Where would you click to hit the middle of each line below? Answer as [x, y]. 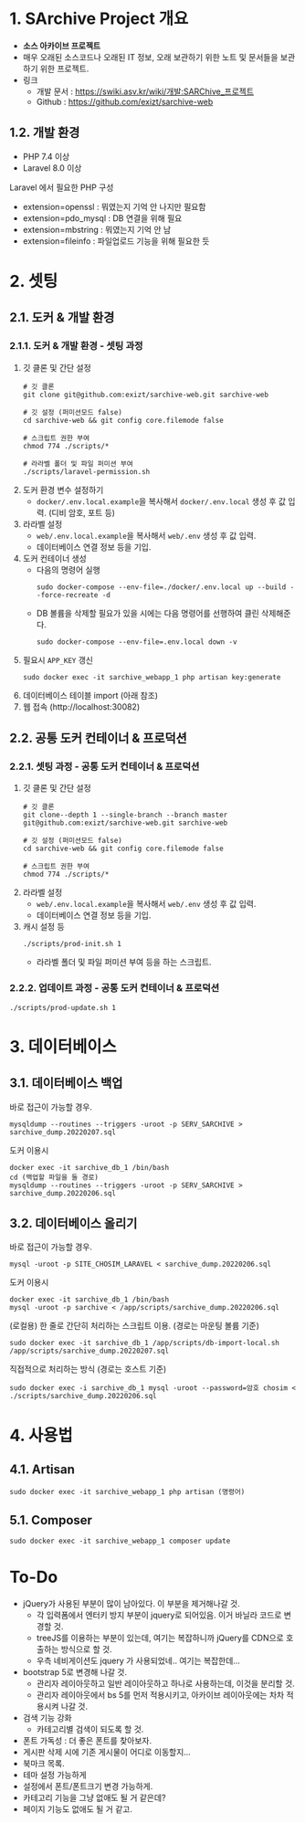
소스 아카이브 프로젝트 [62, 46]
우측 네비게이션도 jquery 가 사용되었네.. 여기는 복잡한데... [138, 1661]
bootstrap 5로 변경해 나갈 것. [75, 1672]
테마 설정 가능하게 [54, 1775]
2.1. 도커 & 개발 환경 [62, 317]
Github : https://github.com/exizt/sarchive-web [125, 101]
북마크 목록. [44, 1764]
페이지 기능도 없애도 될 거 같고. [77, 1809]
